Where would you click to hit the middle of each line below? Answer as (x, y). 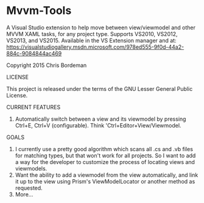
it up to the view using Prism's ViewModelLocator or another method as (105, 181)
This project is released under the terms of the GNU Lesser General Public (100, 88)
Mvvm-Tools (39, 11)
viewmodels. (31, 168)
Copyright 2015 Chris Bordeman (47, 65)
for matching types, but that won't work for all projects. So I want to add (105, 155)
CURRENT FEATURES (33, 107)
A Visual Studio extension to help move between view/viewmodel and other (101, 27)
